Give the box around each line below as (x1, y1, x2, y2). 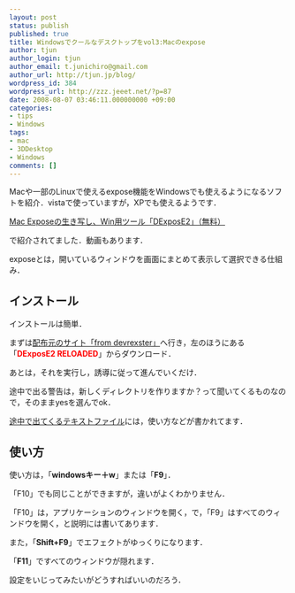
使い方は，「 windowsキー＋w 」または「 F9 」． (9, 470, 176, 480)
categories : (9, 104, 53, 112)
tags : (9, 128, 29, 137)
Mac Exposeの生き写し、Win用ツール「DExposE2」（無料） (9, 216, 225, 227)
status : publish (9, 21, 69, 30)
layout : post (9, 12, 57, 22)
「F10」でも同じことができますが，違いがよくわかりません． (9, 489, 230, 498)
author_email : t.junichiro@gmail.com (9, 63, 148, 72)
